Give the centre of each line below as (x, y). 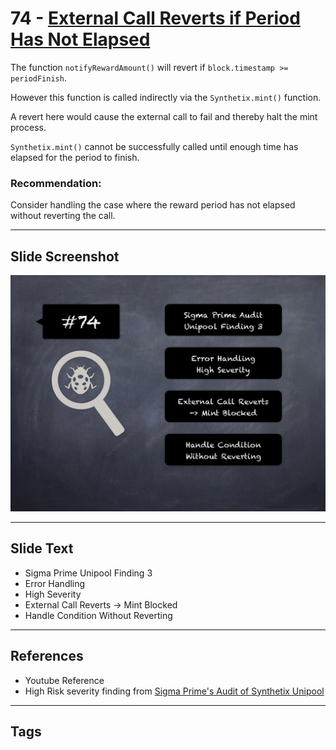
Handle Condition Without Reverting (98, 615)
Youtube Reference (64, 680)
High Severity (53, 594)
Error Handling (55, 583)
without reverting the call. (63, 216)
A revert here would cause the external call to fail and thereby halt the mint (164, 116)
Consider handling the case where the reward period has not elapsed (153, 205)
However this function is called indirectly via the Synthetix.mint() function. (166, 97)
